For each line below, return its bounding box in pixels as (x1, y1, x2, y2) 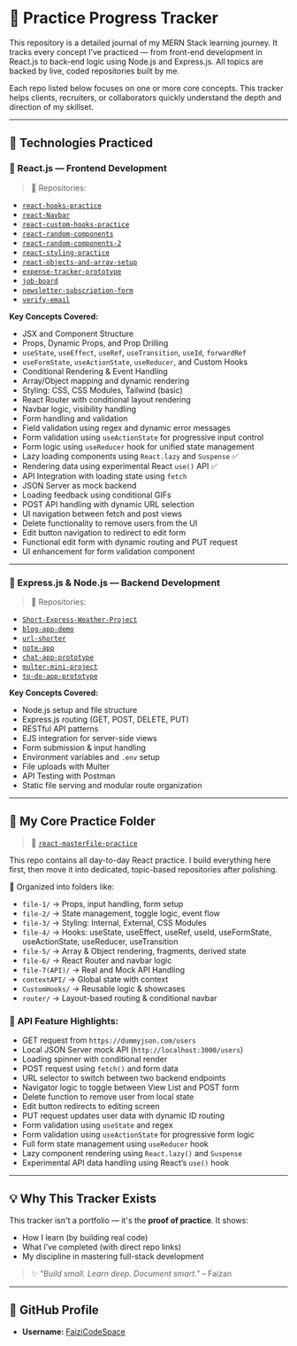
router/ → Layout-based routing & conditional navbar (21, 992, 217, 1003)
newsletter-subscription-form (21, 286, 134, 295)
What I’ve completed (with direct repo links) (21, 1241, 182, 1252)
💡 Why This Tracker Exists (9, 1192, 157, 1207)
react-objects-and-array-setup (21, 257, 138, 267)
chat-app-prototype (21, 653, 95, 661)
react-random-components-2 (21, 239, 122, 247)
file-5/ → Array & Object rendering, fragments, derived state (21, 945, 247, 956)
